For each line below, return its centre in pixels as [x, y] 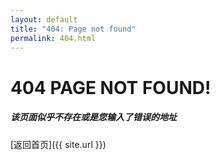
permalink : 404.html [53, 38]
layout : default [44, 19]
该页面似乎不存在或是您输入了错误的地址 [93, 117]
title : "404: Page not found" [73, 29]
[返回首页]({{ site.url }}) [58, 144]
